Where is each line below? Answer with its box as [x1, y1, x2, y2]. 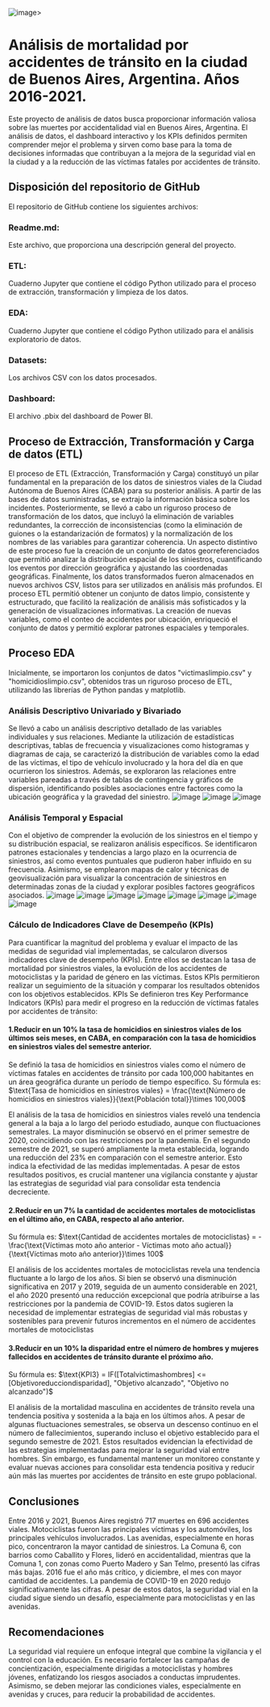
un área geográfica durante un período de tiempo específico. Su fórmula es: [8, 1077, 261, 1086]
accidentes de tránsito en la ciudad [8, 53, 248, 72]
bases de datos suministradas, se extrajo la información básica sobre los [8, 495, 250, 504]
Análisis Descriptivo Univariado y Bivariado [8, 705, 181, 716]
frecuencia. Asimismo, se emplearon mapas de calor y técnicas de [8, 864, 230, 875]
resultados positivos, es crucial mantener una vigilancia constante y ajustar [8, 1169, 258, 1179]
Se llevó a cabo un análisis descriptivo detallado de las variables [8, 723, 222, 734]
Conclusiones [8, 1494, 80, 1508]
